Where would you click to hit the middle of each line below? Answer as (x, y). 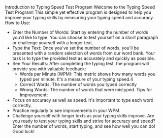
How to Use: (18, 23)
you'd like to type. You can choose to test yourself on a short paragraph (85, 37)
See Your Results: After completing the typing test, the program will (81, 64)
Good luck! (23, 131)
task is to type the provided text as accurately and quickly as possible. (83, 58)
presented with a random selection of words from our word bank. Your (83, 53)
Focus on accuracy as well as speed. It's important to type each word (83, 100)
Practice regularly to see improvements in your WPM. (66, 110)
